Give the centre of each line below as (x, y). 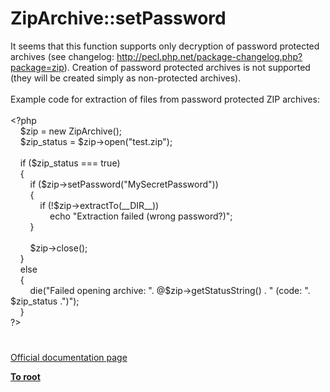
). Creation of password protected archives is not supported (187, 67)
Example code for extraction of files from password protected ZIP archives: (165, 99)
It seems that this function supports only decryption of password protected (165, 46)
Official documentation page (69, 358)
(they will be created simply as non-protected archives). (126, 78)
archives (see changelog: (62, 56)
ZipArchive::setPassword (118, 18)
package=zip (37, 67)
